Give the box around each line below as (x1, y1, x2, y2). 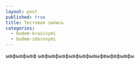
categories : (5, 25, 35, 31)
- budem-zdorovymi (11, 36, 57, 42)
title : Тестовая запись (5, 19, 64, 25)
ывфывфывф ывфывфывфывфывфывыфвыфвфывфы (5, 53, 135, 59)
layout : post (5, 8, 38, 15)
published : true (5, 14, 45, 20)
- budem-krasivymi (11, 31, 57, 37)
